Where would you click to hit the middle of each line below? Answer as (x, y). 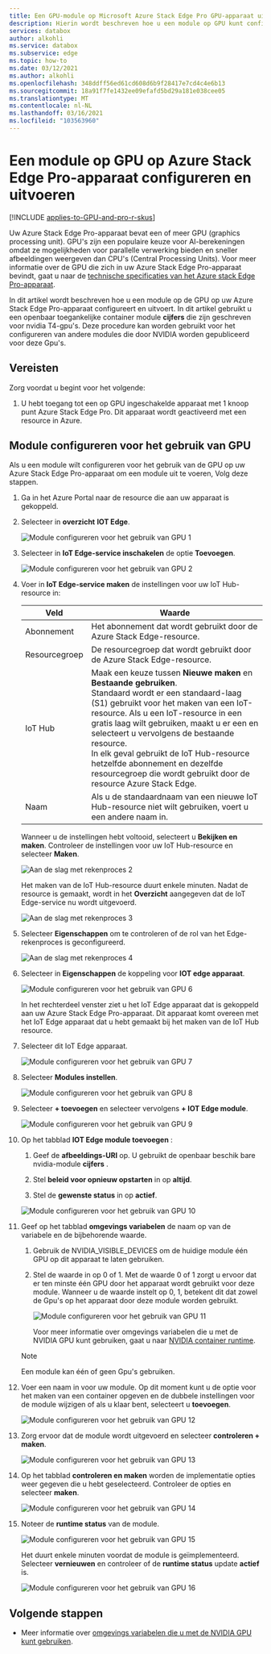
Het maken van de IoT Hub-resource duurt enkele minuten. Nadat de (134, 885)
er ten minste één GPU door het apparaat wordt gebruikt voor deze (144, 1284)
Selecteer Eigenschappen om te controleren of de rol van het (123, 934)
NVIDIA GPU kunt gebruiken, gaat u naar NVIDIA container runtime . (144, 1340)
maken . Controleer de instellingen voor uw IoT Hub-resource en (127, 846)
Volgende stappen (56, 1613)
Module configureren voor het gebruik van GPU (130, 446)
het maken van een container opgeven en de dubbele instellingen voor (138, 1396)
